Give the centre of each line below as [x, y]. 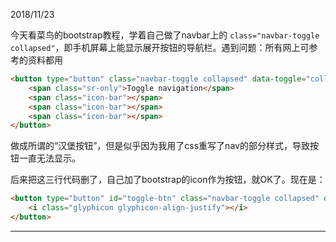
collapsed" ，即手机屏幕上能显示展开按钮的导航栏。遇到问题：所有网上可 [160, 47]
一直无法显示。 [49, 158]
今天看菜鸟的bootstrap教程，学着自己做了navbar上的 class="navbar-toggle [165, 35]
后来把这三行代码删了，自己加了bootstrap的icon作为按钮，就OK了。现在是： [168, 180]
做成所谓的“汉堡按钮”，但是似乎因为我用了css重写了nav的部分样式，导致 [160, 146]
